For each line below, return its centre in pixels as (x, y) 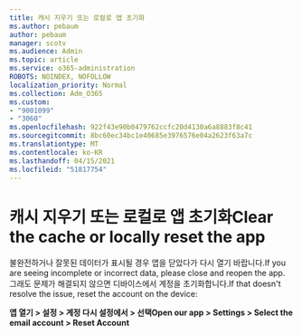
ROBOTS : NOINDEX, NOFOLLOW (60, 77)
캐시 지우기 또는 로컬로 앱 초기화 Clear (142, 217)
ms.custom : (30, 102)
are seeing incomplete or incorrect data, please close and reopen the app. (147, 273)
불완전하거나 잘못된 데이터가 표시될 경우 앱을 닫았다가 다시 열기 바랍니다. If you (148, 263)
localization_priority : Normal (68, 85)
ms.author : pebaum (44, 26)
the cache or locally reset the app (137, 237)
